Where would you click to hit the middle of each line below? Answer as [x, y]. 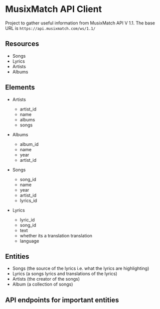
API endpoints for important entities [62, 300]
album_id [29, 144]
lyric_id [27, 219]
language [29, 241]
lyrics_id [28, 201]
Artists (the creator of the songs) [46, 279]
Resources [22, 44]
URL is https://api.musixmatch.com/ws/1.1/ [50, 28]
